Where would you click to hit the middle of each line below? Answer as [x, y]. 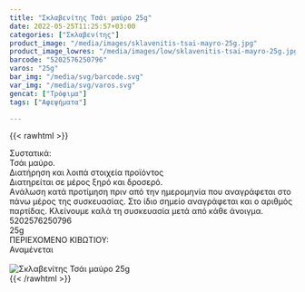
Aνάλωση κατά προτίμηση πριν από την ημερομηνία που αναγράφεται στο [151, 192]
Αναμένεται [31, 249]
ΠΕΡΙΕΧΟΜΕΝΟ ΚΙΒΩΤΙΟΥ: [59, 240]
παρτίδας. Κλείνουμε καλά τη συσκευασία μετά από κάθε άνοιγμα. [137, 211]
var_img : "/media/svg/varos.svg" [73, 85]
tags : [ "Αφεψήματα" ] [49, 102]
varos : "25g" [34, 69]
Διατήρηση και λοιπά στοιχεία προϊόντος [87, 172]
